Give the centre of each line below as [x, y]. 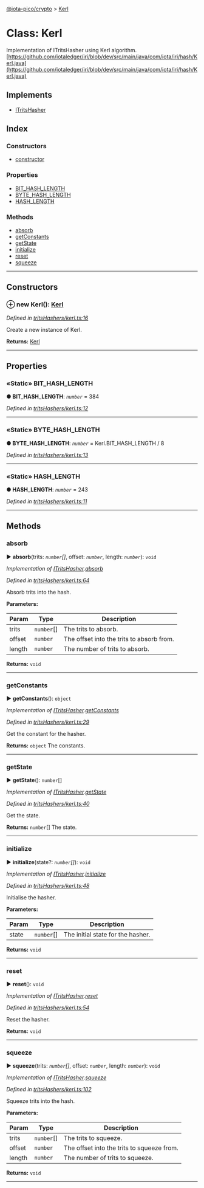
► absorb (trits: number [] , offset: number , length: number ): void [81, 557]
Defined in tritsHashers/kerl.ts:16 [47, 318]
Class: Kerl [34, 33]
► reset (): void [25, 984]
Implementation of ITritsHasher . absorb [55, 568]
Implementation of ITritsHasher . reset [52, 995]
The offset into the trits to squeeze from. [121, 1148]
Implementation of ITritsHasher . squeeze [56, 1077]
